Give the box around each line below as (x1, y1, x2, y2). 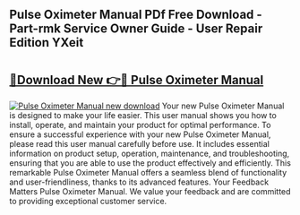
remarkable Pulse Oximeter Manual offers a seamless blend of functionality (9, 168, 287, 177)
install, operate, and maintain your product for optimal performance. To (9, 120, 271, 130)
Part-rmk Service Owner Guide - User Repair (9, 21, 263, 37)
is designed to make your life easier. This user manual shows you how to (9, 110, 278, 120)
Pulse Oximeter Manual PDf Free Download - (9, 7, 262, 22)
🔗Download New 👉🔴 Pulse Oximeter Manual (9, 72, 264, 88)
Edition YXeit (9, 35, 84, 50)
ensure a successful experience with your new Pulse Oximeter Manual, (9, 129, 271, 140)
